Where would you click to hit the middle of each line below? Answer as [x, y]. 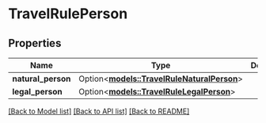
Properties [35, 43]
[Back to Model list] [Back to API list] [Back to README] [99, 111]
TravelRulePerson [68, 14]
